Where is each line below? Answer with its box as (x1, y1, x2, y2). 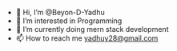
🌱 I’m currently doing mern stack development (15, 25, 169, 33)
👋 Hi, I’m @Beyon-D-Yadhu (15, 8, 106, 17)
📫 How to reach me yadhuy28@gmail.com (15, 33, 159, 43)
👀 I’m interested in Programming (15, 16, 123, 25)
